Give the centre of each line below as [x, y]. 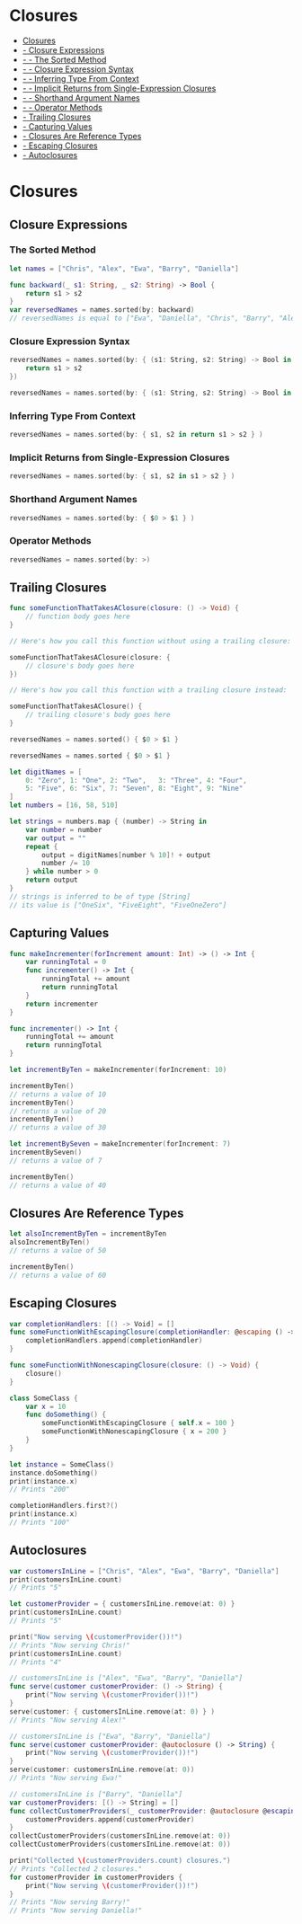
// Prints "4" [36, 1662]
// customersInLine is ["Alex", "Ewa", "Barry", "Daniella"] [126, 1678]
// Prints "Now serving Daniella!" [76, 1911]
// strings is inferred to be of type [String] [100, 896]
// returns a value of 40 [58, 1185]
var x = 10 [46, 1406]
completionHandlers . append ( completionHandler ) [114, 1341]
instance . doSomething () [54, 1473]
